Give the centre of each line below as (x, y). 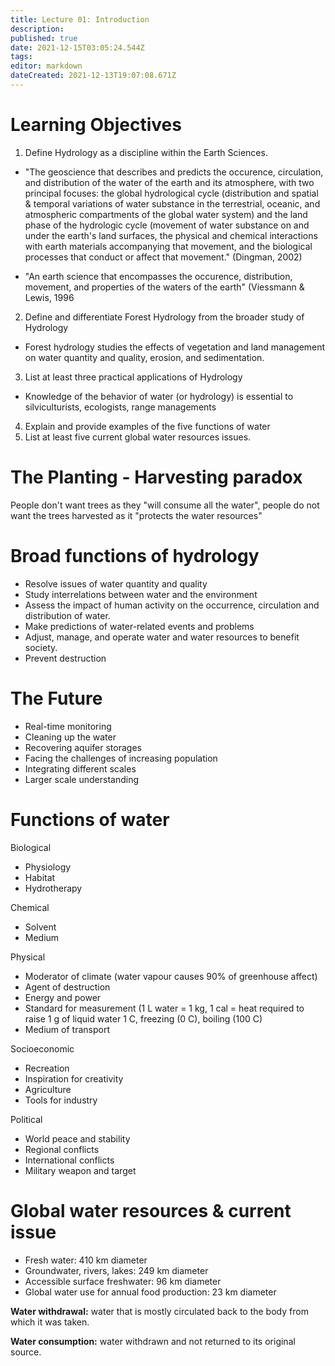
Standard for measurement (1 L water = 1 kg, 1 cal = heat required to (164, 1008)
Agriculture (48, 1089)
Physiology (48, 867)
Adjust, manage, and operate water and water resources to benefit (162, 637)
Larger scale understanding (81, 779)
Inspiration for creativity (74, 1078)
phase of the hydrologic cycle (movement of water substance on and (167, 225)
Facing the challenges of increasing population (121, 758)
